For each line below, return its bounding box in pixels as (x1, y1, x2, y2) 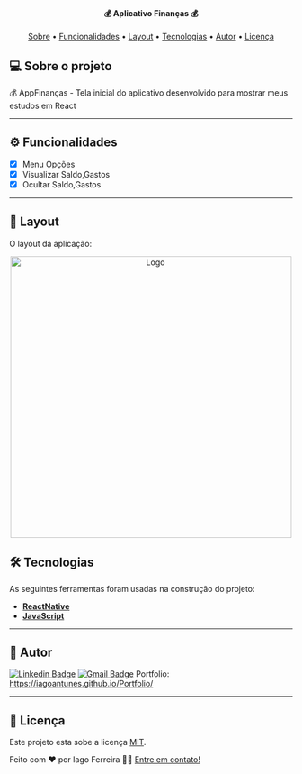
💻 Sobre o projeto (9, 59, 112, 74)
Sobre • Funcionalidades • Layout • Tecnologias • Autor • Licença (28, 32, 274, 42)
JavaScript (22, 610, 65, 621)
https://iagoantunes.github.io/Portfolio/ (9, 678, 154, 689)
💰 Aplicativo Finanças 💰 (103, 7, 199, 18)
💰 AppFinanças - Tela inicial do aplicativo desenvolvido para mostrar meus (9, 87, 289, 98)
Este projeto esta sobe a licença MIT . (9, 737, 147, 748)
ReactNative (22, 600, 70, 612)
